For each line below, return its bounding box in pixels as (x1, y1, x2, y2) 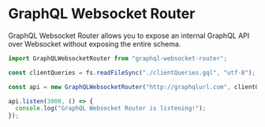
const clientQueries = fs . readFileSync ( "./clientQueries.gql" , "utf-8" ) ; (8, 69, 256, 77)
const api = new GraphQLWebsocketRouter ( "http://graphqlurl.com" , (8, 83, 231, 91)
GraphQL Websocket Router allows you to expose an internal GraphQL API (8, 31, 250, 40)
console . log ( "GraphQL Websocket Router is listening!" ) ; (15, 104, 207, 113)
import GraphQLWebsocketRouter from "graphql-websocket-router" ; (8, 54, 227, 62)
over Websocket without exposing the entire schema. (8, 39, 181, 48)
